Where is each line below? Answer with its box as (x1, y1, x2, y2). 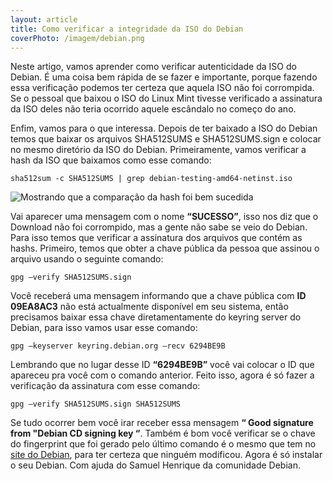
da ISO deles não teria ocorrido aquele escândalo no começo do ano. (10, 103, 297, 115)
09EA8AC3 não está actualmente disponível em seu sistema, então (10, 301, 289, 313)
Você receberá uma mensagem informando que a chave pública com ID (10, 290, 307, 302)
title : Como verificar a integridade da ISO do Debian (10, 24, 244, 34)
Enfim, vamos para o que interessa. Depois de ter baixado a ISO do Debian (10, 122, 318, 135)
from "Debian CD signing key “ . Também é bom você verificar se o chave (10, 427, 316, 440)
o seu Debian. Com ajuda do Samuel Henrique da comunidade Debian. (10, 459, 301, 471)
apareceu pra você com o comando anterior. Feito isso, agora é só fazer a (10, 369, 315, 381)
